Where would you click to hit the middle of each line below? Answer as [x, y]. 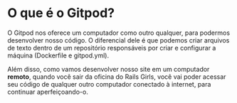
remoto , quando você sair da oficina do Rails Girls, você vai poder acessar [117, 77]
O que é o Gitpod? [61, 13]
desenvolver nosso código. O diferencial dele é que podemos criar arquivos [118, 40]
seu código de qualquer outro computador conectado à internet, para [109, 84]
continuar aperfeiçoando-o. [48, 92]
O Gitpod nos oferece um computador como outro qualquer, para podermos [118, 33]
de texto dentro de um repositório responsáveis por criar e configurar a [112, 48]
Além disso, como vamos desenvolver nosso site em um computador [109, 69]
